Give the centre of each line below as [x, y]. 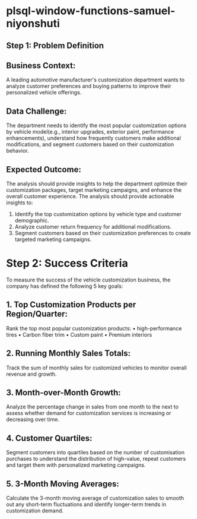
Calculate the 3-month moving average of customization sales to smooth [95, 498]
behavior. [18, 151]
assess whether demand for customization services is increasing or [89, 413]
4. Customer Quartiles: [49, 438]
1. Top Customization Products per [71, 305]
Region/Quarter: [37, 314]
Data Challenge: [36, 111]
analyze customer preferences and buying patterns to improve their [89, 86]
